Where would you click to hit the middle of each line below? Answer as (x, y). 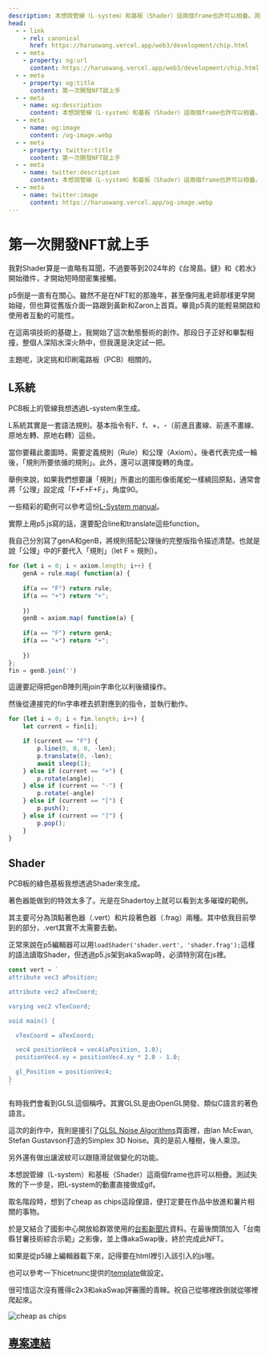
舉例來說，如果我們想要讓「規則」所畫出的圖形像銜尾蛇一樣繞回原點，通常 (131, 479)
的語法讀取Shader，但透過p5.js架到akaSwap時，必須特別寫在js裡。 (119, 955)
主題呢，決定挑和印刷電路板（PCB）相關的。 (82, 360)
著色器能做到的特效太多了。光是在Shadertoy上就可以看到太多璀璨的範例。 (130, 901)
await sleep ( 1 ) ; (64, 764)
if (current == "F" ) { (60, 741)
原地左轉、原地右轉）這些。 (54, 435)
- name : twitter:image (60, 195)
